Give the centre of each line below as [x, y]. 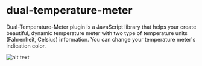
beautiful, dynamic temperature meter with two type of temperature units [97, 33]
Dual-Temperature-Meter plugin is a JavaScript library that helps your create [101, 27]
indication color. [26, 46]
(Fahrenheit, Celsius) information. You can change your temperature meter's [101, 39]
